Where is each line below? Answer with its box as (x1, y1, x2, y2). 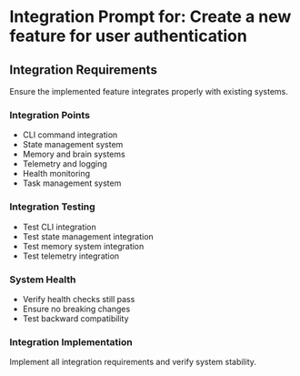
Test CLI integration (22, 221, 97, 232)
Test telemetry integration (22, 250, 120, 261)
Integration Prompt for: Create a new (9, 6, 292, 27)
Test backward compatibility (22, 312, 129, 324)
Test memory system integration (22, 240, 145, 251)
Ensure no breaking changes (22, 303, 131, 314)
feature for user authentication (9, 25, 247, 46)
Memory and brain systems (22, 148, 125, 160)
